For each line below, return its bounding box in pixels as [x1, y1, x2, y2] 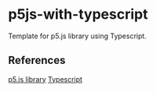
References [8, 54, 66, 67]
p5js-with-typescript [8, 5, 148, 23]
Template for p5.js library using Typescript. [8, 31, 147, 41]
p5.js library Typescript [8, 74, 83, 83]
